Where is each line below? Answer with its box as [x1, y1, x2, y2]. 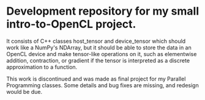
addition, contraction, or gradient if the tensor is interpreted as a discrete [6, 57, 190, 64]
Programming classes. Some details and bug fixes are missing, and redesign [6, 81, 199, 89]
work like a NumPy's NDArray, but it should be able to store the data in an [6, 44, 192, 51]
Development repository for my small [6, 4, 199, 18]
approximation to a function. [6, 63, 78, 71]
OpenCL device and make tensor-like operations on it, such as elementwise [6, 50, 197, 57]
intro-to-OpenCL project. [6, 17, 136, 31]
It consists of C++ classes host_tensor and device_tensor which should [6, 37, 186, 45]
